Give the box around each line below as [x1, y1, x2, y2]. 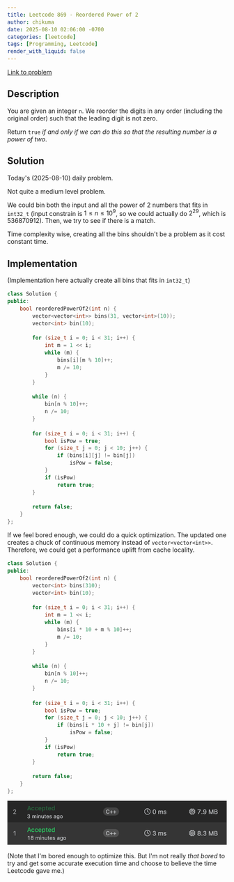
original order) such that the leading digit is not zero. [7, 114, 158, 122]
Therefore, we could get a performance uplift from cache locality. [7, 546, 195, 554]
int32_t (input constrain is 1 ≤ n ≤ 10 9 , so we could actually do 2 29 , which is [7, 208, 226, 217]
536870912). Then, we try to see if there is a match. [7, 217, 156, 225]
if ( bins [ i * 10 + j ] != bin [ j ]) [56, 722, 155, 729]
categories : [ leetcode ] [7, 33, 77, 40]
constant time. [7, 238, 49, 246]
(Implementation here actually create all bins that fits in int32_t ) [7, 276, 191, 285]
